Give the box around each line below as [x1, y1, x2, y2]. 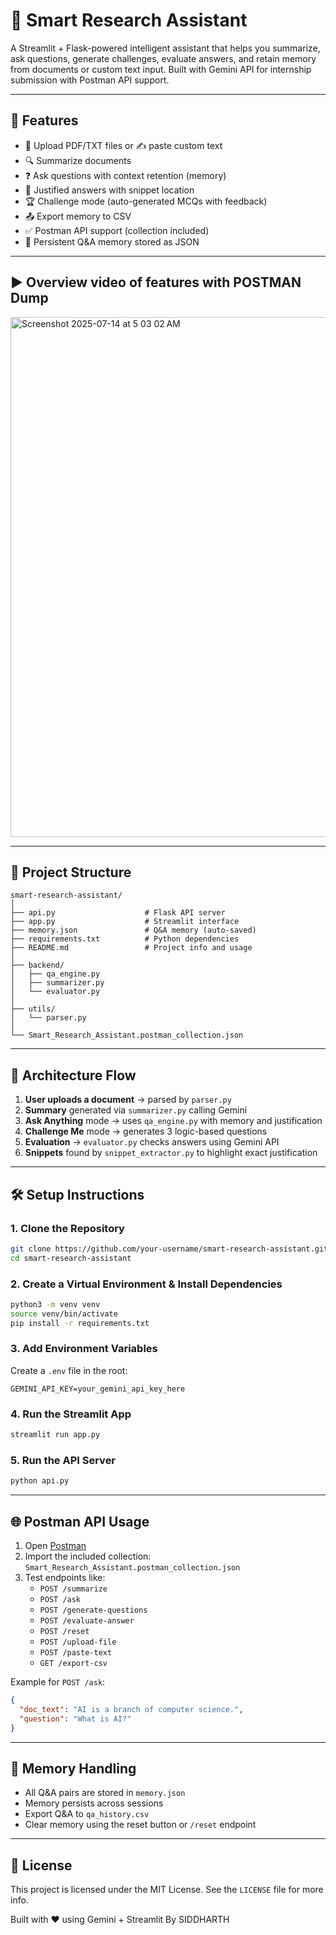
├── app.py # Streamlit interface [10, 917, 240, 927]
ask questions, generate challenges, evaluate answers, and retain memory [10, 52, 317, 64]
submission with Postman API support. [10, 74, 170, 86]
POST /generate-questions [39, 1605, 148, 1615]
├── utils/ [10, 1004, 56, 1014]
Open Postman [24, 1540, 87, 1551]
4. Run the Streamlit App [10, 1407, 132, 1421]
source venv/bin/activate [10, 1309, 118, 1319]
